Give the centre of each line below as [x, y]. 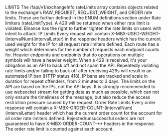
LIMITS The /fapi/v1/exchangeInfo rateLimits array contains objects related [82, 7]
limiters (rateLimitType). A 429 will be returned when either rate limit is [78, 23]
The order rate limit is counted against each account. [59, 129]
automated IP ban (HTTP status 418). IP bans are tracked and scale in [77, 76]
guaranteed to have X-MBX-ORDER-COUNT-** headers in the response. [80, 124]
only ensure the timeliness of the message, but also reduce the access [78, 97]
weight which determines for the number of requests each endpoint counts [82, 50]
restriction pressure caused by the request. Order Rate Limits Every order [81, 102]
